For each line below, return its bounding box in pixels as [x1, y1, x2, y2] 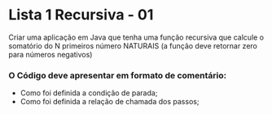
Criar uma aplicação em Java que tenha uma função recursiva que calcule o [8, 32, 265, 42]
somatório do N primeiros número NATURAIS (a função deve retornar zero [8, 40, 258, 50]
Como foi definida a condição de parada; [20, 88, 158, 98]
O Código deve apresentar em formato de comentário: [8, 70, 226, 81]
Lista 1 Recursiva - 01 [8, 6, 154, 24]
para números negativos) [8, 49, 93, 59]
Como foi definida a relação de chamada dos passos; [20, 97, 200, 107]
